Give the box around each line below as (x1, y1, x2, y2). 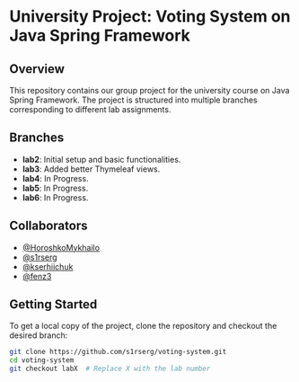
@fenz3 (22, 271, 52, 281)
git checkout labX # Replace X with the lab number (9, 364, 211, 374)
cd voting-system (9, 356, 75, 365)
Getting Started (9, 297, 98, 312)
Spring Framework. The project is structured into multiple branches (9, 94, 258, 105)
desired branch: (9, 330, 68, 341)
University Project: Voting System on (9, 6, 291, 27)
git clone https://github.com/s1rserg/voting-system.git (9, 348, 227, 357)
